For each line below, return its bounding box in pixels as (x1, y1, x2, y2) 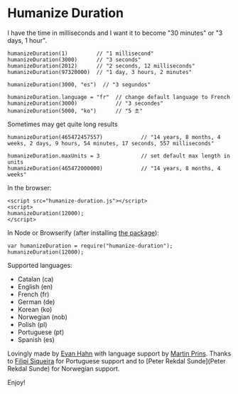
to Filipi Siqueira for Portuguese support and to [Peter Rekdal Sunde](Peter (7, 356, 226, 365)
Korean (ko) (17, 305, 53, 313)
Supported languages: (7, 261, 72, 269)
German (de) (17, 297, 55, 306)
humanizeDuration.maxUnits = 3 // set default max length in (7, 152, 231, 160)
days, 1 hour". (7, 36, 48, 44)
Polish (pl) (17, 320, 48, 328)
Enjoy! (7, 378, 26, 386)
